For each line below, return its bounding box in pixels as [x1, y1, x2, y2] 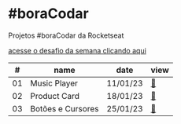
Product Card [30, 90, 80, 101]
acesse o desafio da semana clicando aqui [8, 46, 147, 55]
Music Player [30, 78, 79, 89]
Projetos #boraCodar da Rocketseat [8, 31, 124, 40]
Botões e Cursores [30, 103, 99, 114]
